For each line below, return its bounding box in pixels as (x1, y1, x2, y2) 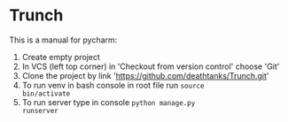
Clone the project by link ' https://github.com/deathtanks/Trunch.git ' (21, 70, 269, 80)
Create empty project (21, 51, 100, 62)
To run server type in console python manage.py (21, 96, 196, 107)
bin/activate (21, 89, 71, 98)
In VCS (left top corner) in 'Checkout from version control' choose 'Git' (21, 61, 280, 72)
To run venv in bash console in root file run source (21, 80, 205, 90)
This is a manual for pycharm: (9, 34, 118, 45)
